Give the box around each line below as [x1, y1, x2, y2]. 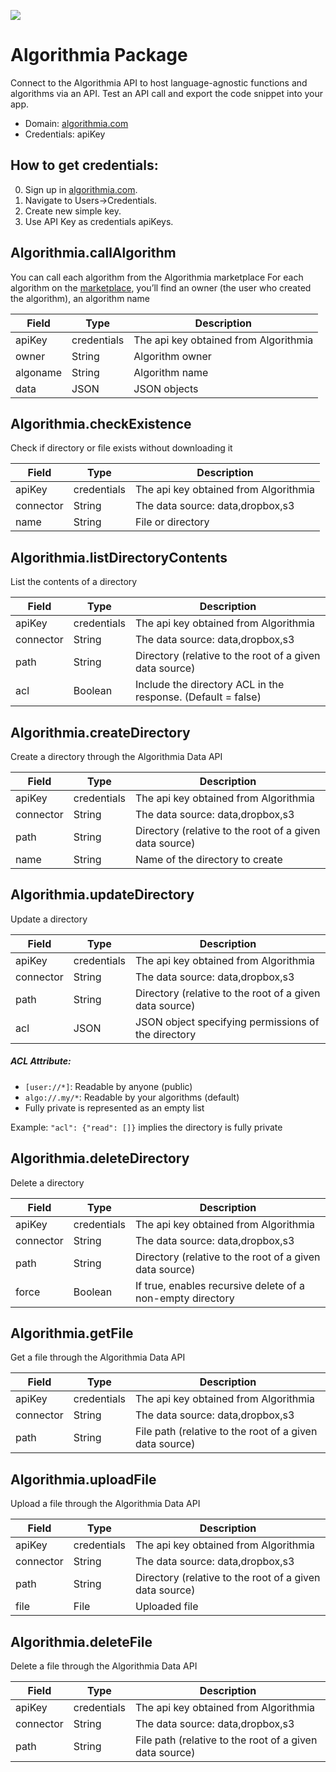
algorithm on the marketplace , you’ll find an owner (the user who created [10, 281, 312, 294]
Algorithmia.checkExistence [10, 415, 192, 432]
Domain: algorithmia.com [24, 117, 129, 129]
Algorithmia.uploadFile [10, 1471, 157, 1488]
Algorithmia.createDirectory [10, 724, 191, 741]
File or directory [135, 515, 210, 529]
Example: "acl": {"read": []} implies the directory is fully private [10, 1121, 283, 1133]
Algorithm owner [133, 349, 212, 363]
